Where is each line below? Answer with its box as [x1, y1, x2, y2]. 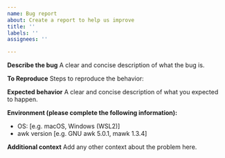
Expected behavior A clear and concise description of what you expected [7, 88, 219, 96]
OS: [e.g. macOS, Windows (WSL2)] [17, 122, 120, 130]
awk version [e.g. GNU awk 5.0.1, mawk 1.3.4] [17, 130, 147, 138]
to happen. [7, 95, 38, 104]
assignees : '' [7, 36, 48, 43]
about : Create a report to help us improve [7, 17, 135, 24]
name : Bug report [7, 10, 57, 17]
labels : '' [7, 29, 39, 37]
